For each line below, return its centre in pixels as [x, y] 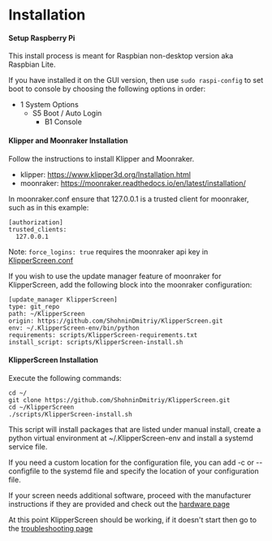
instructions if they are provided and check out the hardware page [119, 504]
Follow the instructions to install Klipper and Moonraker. [101, 158]
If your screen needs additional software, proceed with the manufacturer [130, 495]
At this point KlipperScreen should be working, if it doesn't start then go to [133, 519]
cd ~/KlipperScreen [41, 407]
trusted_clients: [38, 229]
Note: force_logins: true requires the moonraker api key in [108, 251]
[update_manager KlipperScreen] [63, 299]
